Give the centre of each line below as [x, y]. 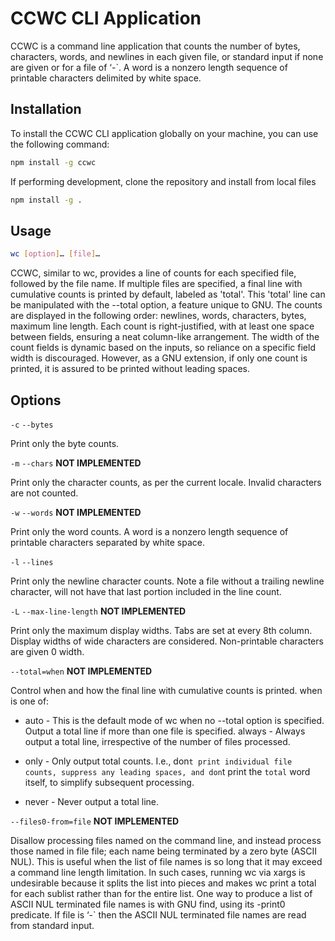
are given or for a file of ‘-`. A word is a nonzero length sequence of [149, 67]
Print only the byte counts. [65, 443]
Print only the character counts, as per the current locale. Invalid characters [166, 482]
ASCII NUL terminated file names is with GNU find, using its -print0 [148, 904]
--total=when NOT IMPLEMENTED [81, 671]
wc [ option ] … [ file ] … [55, 254]
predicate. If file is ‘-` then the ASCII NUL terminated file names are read [158, 915]
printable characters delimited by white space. [106, 78]
